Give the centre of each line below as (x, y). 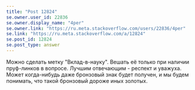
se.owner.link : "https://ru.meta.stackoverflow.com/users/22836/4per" (96, 28)
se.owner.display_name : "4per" (45, 23)
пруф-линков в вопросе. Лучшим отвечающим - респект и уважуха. (94, 68)
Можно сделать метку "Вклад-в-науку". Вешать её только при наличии (98, 62)
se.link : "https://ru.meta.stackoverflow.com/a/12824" (76, 34)
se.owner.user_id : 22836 (37, 17)
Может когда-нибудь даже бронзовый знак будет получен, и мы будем (98, 75)
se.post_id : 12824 (29, 39)
